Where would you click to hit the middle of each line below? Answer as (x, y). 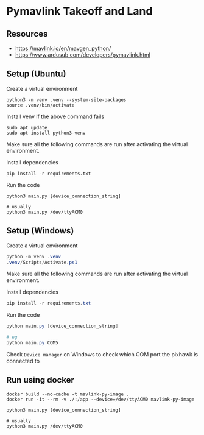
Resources (27, 34)
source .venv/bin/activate (40, 105)
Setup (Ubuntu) (36, 74)
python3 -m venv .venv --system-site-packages (66, 100)
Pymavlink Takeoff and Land (79, 11)
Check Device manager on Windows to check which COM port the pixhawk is (102, 354)
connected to (23, 361)
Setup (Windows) (40, 231)
